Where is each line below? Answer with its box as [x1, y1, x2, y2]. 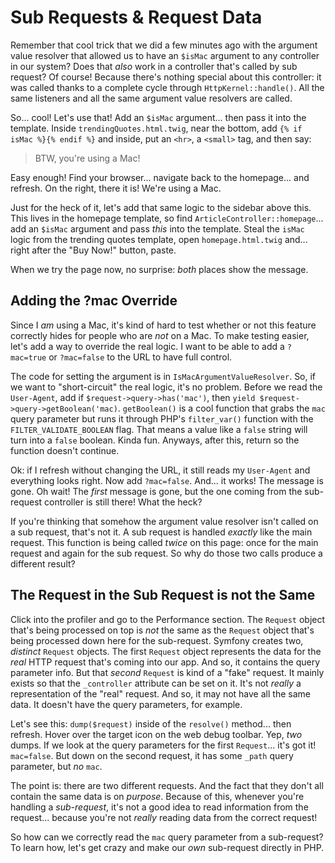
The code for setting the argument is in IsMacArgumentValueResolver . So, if [10, 370, 317, 382]
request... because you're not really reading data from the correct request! [10, 811, 318, 823]
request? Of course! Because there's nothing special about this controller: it [10, 71, 322, 83]
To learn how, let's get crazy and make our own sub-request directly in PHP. [10, 841, 325, 853]
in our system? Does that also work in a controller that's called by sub [10, 60, 298, 72]
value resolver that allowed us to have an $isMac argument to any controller [10, 49, 320, 61]
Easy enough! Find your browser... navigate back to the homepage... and [10, 171, 310, 183]
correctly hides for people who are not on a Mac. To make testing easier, [10, 329, 310, 341]
